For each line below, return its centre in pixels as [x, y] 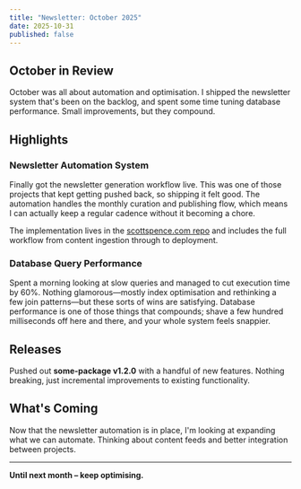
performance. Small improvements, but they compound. [112, 111]
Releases [35, 349]
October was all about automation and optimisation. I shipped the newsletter [150, 92]
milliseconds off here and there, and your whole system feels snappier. [140, 321]
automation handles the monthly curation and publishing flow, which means [149, 204]
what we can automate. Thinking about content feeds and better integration [149, 440]
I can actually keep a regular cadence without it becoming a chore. [132, 213]
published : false [42, 34]
